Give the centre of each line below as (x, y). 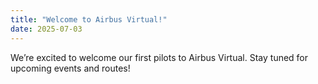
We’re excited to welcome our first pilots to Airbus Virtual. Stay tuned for (159, 57)
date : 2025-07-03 (46, 29)
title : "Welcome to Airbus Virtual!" (89, 19)
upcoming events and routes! (70, 68)
